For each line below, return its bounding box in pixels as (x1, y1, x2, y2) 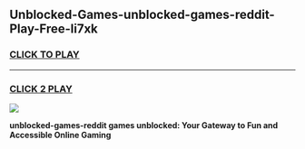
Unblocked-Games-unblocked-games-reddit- (9, 7, 275, 23)
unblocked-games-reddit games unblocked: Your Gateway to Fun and (9, 119, 279, 130)
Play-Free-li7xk (9, 22, 98, 37)
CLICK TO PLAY (9, 49, 80, 61)
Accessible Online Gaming (9, 129, 112, 140)
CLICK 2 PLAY (9, 82, 73, 95)
